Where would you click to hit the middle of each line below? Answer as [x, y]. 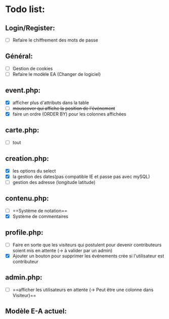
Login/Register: [30, 28]
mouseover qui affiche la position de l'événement [64, 108]
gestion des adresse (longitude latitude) [54, 182]
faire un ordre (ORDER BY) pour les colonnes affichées [69, 114]
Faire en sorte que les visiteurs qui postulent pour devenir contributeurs [87, 245]
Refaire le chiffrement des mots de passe [55, 40]
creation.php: [27, 158]
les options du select [34, 171]
